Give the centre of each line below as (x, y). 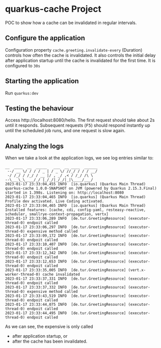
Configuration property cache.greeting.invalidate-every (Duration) (74, 50)
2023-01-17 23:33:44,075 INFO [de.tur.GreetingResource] (66, 305)
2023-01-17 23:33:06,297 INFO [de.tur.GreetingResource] (66, 227)
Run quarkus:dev (22, 93)
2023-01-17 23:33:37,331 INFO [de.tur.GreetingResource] (66, 279)
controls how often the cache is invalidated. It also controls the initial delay (80, 55)
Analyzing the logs (34, 146)
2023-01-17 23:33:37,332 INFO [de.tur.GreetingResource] (66, 288)
